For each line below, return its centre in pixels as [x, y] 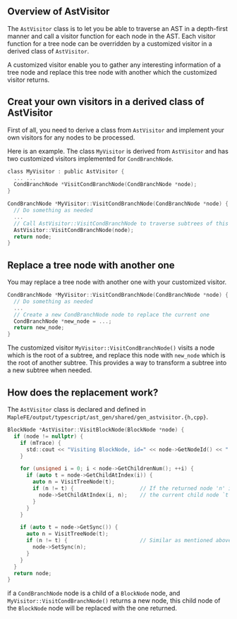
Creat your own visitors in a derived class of [106, 102]
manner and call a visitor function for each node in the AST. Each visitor [111, 36]
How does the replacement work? [83, 392]
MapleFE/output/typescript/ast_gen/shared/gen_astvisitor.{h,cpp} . [108, 417]
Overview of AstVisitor [59, 12]
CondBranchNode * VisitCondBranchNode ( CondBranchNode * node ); [105, 185]
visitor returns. [29, 80]
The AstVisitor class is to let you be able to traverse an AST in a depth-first [117, 28]
